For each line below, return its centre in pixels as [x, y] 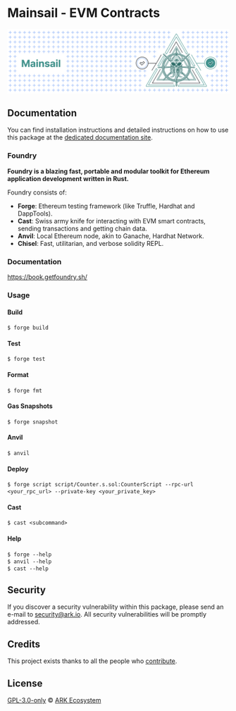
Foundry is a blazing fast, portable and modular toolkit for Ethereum [108, 171]
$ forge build [28, 328]
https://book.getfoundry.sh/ [48, 277]
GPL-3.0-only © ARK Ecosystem [54, 700]
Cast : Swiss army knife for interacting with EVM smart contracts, [111, 221]
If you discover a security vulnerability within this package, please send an [116, 607]
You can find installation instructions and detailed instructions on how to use [118, 130]
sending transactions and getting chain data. [82, 228]
